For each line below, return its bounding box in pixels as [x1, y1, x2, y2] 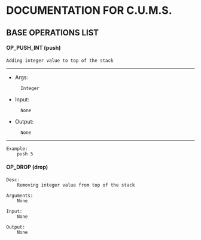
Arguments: [6, 193, 33, 199]
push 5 [17, 151, 33, 157]
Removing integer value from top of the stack [17, 182, 135, 188]
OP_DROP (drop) [6, 163, 48, 171]
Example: [6, 145, 28, 152]
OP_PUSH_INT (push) [6, 44, 61, 52]
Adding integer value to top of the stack [6, 58, 114, 64]
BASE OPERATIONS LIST [6, 28, 99, 38]
